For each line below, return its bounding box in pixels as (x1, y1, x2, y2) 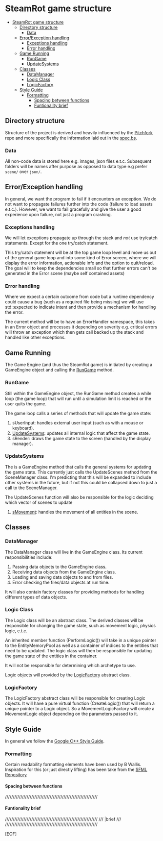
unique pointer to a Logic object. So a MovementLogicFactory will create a (5, 706, 155, 712)
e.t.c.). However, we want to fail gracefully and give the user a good (5, 206, 142, 212)
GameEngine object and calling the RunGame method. (5, 367, 114, 373)
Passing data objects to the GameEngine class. (12, 564, 107, 569)
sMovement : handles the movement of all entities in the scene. (12, 509, 138, 515)
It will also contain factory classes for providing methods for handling (5, 589, 144, 594)
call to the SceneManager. (5, 485, 58, 491)
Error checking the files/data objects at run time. (12, 579, 110, 585)
